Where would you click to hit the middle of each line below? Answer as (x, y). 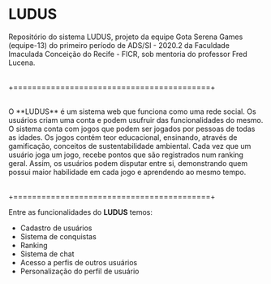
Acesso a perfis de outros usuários (79, 262)
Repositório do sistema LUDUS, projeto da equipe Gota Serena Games (126, 37)
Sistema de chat (47, 254)
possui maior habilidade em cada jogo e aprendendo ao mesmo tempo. (127, 172)
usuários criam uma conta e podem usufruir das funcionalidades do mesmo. (136, 120)
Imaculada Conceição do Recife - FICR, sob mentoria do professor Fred (128, 54)
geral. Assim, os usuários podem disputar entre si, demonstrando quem (128, 163)
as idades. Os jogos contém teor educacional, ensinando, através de (123, 137)
